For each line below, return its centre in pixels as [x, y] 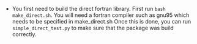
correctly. [24, 34]
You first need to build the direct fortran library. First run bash [89, 9]
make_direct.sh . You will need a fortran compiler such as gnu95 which [101, 15]
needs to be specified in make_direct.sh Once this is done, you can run [102, 21]
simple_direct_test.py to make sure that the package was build [93, 28]
